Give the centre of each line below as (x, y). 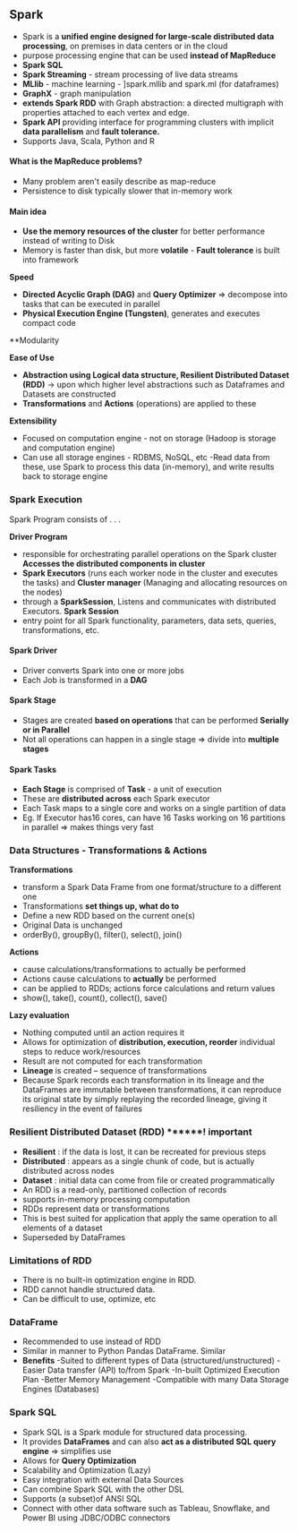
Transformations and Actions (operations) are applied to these (139, 404)
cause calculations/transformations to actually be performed (134, 970)
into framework (50, 260)
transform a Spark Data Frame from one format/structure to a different (152, 887)
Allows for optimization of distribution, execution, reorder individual (149, 1042)
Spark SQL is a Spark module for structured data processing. (135, 1432)
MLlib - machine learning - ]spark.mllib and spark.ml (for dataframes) (150, 83)
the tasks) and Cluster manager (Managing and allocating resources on (155, 582)
